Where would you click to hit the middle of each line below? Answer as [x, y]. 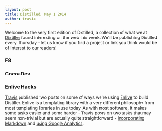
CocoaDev [18, 74]
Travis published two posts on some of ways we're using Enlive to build [77, 97]
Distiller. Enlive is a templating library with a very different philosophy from [80, 102]
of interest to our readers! [31, 48]
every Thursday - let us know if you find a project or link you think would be [81, 43]
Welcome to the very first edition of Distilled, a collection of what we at [76, 33]
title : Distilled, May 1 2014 [36, 14]
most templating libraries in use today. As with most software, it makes [76, 108]
